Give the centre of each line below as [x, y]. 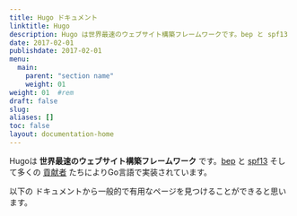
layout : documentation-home [62, 134]
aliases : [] [31, 117]
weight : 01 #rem [42, 92]
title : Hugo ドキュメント [54, 17]
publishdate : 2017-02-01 [56, 51]
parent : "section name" [70, 76]
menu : [19, 59]
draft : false [34, 101]
